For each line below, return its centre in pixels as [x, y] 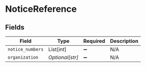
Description [124, 41]
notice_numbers [26, 50]
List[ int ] [57, 49]
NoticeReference [41, 9]
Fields [15, 27]
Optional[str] [63, 57]
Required [94, 41]
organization [23, 57]
